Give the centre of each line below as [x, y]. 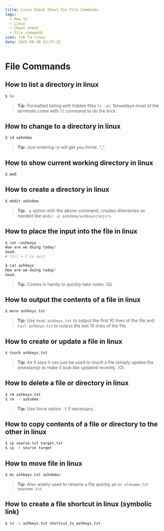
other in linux [26, 432]
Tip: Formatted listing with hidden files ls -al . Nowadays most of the [88, 106]
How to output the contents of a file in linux [73, 300]
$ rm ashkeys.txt [23, 394]
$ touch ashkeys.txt [27, 353]
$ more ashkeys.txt [25, 311]
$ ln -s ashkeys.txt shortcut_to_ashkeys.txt [53, 523]
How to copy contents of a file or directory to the [82, 424]
